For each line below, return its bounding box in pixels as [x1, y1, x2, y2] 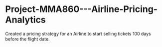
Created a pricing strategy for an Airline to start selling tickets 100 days [5, 30, 151, 36]
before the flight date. [5, 36, 50, 42]
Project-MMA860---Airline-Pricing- [5, 3, 158, 15]
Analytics [5, 14, 46, 25]
